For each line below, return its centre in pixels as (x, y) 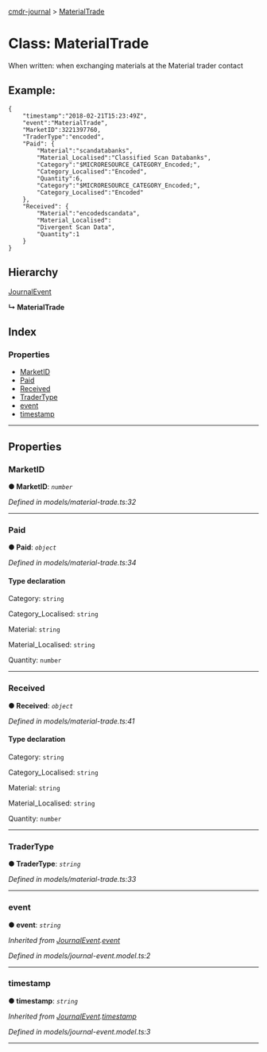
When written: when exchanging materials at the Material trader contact (126, 65)
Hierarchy (33, 272)
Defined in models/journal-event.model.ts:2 (79, 955)
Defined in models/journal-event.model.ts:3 (79, 1031)
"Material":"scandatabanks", (85, 150)
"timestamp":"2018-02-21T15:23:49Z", (85, 116)
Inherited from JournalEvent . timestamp (73, 1016)
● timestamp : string (43, 1000)
